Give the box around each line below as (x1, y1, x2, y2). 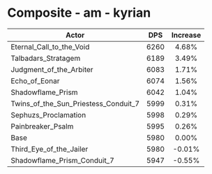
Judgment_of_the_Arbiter (10, 64, 93, 74)
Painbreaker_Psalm (10, 121, 74, 131)
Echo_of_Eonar (10, 75, 60, 85)
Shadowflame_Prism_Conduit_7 (10, 155, 115, 165)
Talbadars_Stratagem (10, 53, 81, 63)
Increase (171, 30, 202, 40)
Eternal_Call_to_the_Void (10, 42, 90, 52)
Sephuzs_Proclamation (10, 110, 86, 119)
